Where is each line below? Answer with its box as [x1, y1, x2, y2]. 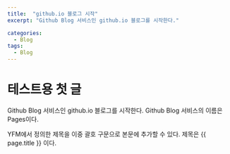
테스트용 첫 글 [7, 82, 82, 98]
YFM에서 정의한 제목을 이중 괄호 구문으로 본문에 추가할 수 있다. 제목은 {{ [7, 129, 207, 138]
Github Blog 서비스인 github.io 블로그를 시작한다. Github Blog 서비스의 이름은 [7, 106, 223, 115]
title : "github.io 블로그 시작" [7, 10, 99, 18]
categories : [7, 30, 42, 37]
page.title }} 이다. [7, 139, 57, 147]
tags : [7, 43, 23, 50]
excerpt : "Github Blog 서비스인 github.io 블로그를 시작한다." [7, 17, 180, 24]
